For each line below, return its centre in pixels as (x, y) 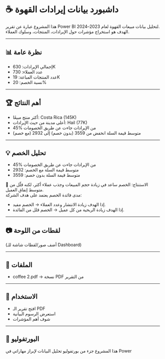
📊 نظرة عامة (24, 52)
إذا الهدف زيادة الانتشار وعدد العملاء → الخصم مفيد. (59, 205)
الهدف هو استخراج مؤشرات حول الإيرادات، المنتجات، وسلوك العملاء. (68, 31)
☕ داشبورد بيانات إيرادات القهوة (62, 10)
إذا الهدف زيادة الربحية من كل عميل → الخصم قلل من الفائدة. (68, 210)
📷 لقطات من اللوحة (33, 231)
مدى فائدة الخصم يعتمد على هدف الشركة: (44, 195)
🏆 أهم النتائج (23, 103)
